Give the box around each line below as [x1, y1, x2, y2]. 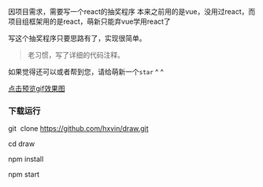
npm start [8, 170, 40, 179]
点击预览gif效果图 [8, 84, 65, 93]
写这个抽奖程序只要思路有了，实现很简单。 [8, 34, 146, 43]
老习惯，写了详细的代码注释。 [27, 50, 124, 59]
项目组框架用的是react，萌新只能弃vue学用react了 [8, 17, 171, 26]
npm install [8, 155, 44, 164]
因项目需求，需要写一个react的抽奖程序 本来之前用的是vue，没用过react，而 [8, 7, 256, 16]
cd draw [8, 139, 35, 148]
